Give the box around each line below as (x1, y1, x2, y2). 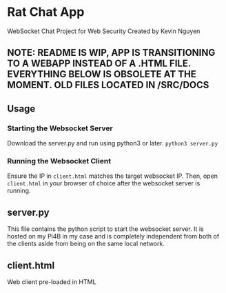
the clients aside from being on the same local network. (7, 239, 165, 248)
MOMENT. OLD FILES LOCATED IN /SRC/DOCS (7, 79, 209, 91)
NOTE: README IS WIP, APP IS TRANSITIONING (7, 47, 216, 59)
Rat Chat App (7, 4, 85, 20)
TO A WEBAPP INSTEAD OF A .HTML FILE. (7, 58, 192, 70)
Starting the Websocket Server (7, 123, 113, 133)
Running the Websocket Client (7, 156, 112, 165)
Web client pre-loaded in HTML (7, 277, 96, 286)
